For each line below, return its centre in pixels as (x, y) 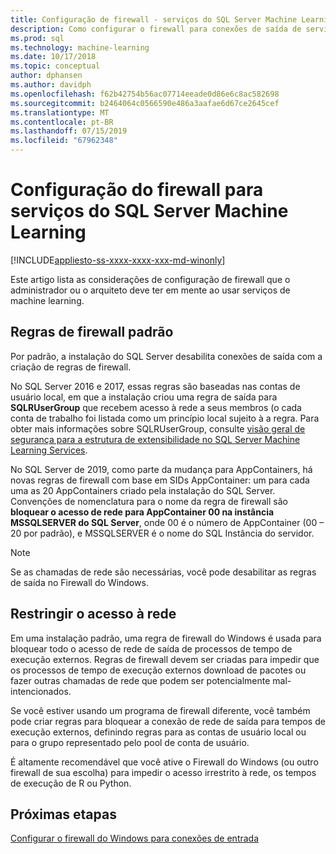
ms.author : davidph (51, 85)
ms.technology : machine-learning (80, 47)
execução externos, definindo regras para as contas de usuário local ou (158, 732)
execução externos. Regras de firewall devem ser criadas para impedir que (165, 659)
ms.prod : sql (37, 38)
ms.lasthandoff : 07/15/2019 (69, 131)
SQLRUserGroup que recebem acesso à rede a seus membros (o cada (156, 407)
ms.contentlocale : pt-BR (62, 122)
